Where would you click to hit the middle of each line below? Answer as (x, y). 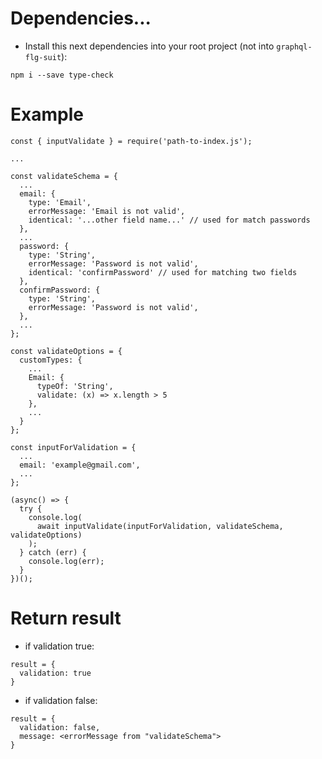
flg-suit (43, 57)
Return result (66, 618)
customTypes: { (51, 360)
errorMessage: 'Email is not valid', (107, 211)
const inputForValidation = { (73, 447)
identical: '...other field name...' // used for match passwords (169, 220)
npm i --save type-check (62, 75)
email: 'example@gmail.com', (80, 465)
